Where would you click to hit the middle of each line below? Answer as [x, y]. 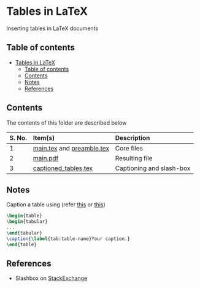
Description [133, 138]
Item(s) [44, 138]
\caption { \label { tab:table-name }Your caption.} [68, 239]
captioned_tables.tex [63, 168]
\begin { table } [25, 216]
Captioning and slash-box [153, 168]
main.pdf [46, 158]
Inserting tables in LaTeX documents [52, 28]
